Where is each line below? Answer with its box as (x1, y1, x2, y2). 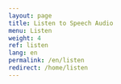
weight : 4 (8, 34, 42, 42)
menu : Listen (8, 26, 52, 34)
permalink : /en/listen (8, 57, 85, 65)
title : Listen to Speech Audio (8, 19, 114, 27)
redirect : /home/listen (8, 64, 89, 72)
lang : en (8, 49, 38, 57)
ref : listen (8, 42, 48, 50)
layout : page (8, 11, 52, 20)
